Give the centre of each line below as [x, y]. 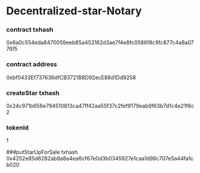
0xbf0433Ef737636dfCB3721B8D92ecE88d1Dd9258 [71, 77]
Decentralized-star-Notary [74, 11]
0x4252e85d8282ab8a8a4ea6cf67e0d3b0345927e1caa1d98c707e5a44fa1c [100, 159]
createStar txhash [33, 92]
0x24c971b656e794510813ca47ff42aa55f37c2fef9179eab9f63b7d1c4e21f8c [100, 106]
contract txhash [30, 30]
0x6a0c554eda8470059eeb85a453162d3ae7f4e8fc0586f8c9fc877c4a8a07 [100, 42]
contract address [32, 64]
